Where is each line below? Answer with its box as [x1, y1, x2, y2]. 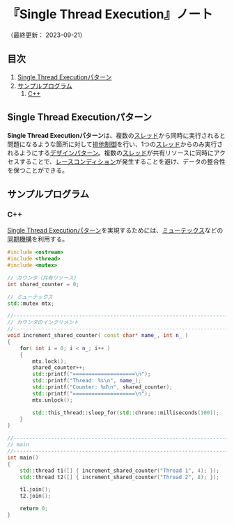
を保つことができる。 [7, 166, 68, 174]
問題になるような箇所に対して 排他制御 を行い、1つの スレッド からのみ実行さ [7, 140, 224, 148]
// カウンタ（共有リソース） [7, 274, 79, 281]
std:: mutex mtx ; [7, 300, 54, 307]
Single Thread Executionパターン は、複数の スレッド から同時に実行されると [7, 131, 226, 139]
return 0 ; [19, 506, 49, 512]
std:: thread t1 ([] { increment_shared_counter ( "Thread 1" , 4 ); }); [19, 467, 219, 474]
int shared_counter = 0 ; [7, 281, 79, 288]
